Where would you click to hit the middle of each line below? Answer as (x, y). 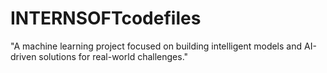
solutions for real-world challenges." (113, 56)
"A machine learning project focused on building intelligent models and (156, 46)
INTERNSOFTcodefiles (106, 18)
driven (23, 56)
